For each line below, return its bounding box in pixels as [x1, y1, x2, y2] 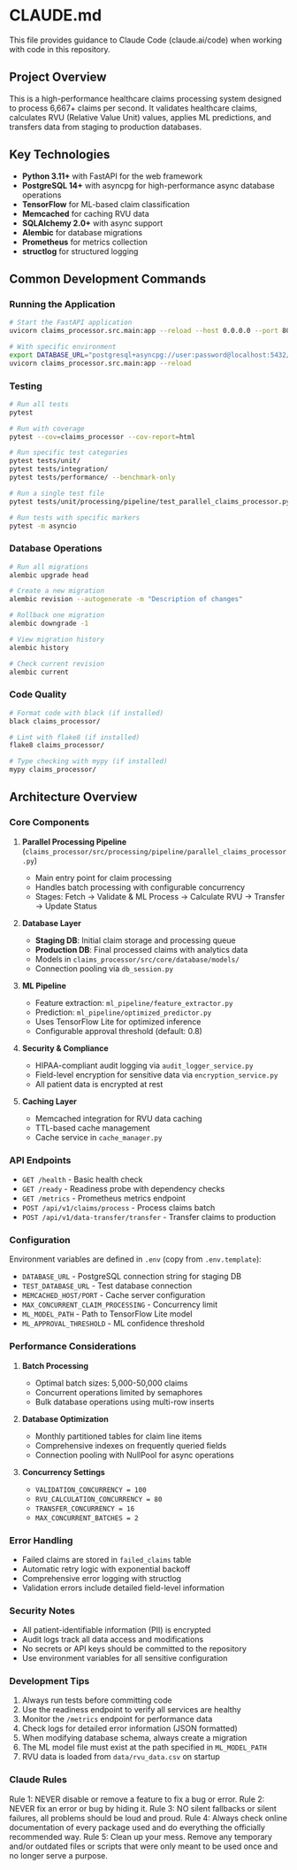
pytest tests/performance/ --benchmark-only [9, 473, 176, 483]
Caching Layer [21, 1095, 77, 1107]
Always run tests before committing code [21, 1695, 172, 1705]
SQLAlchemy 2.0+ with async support [21, 218, 164, 228]
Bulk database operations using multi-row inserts [34, 1396, 215, 1407]
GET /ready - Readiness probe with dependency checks [21, 1184, 225, 1194]
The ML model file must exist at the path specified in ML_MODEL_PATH [21, 1742, 267, 1753]
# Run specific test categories [9, 448, 128, 457]
